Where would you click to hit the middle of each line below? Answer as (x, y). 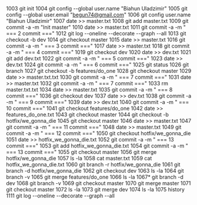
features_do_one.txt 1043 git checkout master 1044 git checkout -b (88, 115)
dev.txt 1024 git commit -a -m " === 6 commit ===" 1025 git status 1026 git (98, 65)
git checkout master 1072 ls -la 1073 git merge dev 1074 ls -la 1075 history (96, 189)
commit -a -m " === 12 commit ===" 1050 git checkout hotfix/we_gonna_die (98, 133)
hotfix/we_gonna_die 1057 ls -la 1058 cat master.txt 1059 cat (79, 158)
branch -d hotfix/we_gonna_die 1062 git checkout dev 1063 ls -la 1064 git (95, 171)
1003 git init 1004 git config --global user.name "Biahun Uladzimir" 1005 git (97, 9)
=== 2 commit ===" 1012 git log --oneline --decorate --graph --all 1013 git (96, 33)
